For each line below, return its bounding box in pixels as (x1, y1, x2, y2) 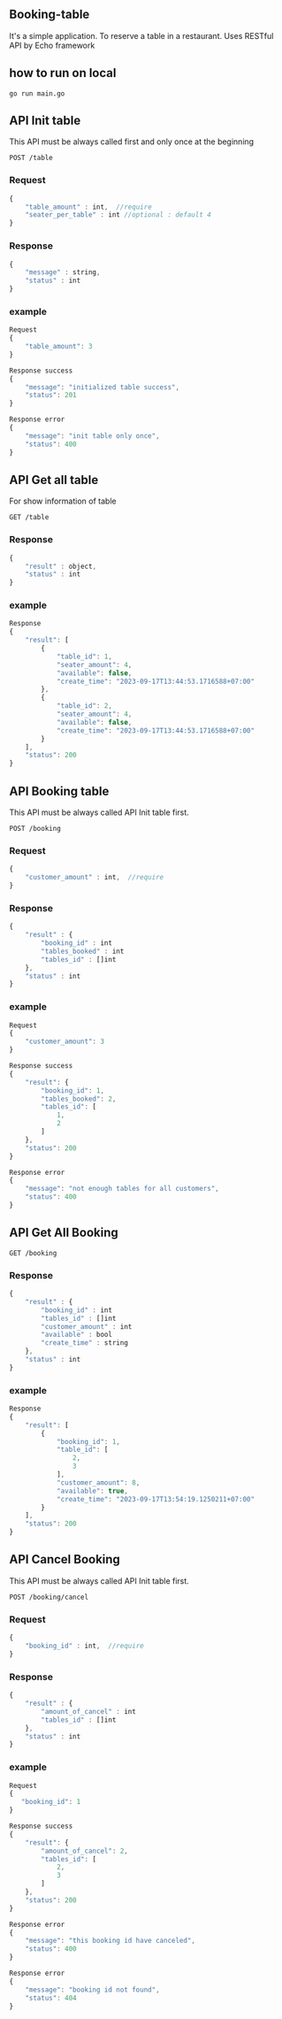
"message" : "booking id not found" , (25, 1985, 161, 1994)
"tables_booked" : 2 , (41, 1094, 117, 1103)
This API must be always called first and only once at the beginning (9, 136, 255, 147)
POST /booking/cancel (9, 1593, 89, 1601)
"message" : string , (25, 268, 101, 277)
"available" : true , (56, 1486, 128, 1495)
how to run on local (9, 65, 117, 81)
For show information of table (9, 495, 117, 507)
